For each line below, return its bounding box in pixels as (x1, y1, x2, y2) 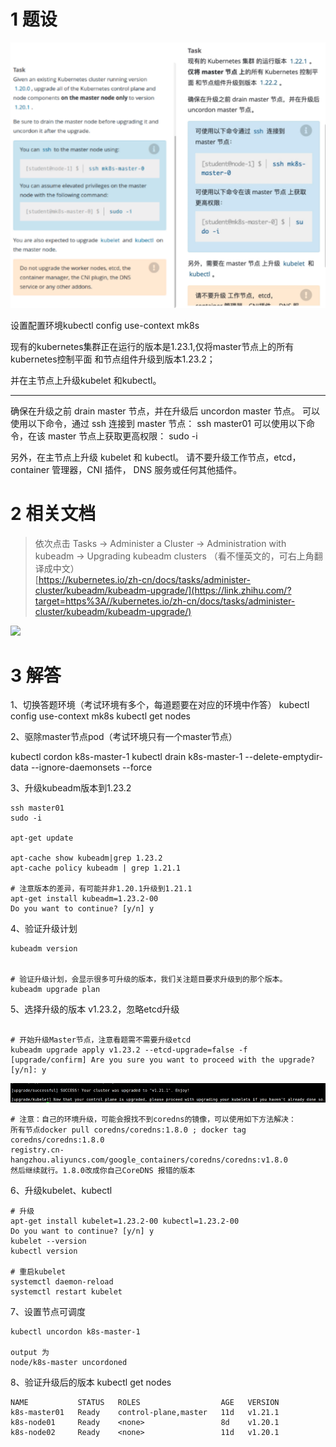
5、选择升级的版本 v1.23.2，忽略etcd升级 (10, 1003, 180, 1015)
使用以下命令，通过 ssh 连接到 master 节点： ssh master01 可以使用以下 (10, 417, 307, 429)
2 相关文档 (10, 502, 97, 525)
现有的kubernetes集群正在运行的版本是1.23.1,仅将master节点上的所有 (10, 340, 295, 352)
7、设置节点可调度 (10, 1306, 86, 1318)
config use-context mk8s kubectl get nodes (10, 710, 192, 722)
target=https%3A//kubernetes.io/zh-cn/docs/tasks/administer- (34, 595, 296, 607)
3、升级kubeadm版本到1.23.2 (10, 782, 132, 794)
